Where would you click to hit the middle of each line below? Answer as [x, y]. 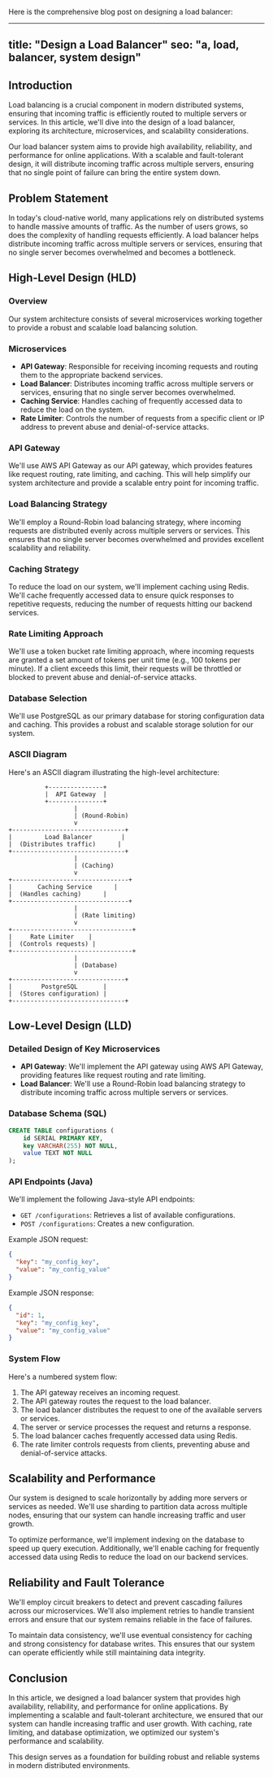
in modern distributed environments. [69, 1766]
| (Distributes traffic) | [65, 844]
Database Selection [48, 698]
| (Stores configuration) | [58, 994]
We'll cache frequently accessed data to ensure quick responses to [121, 595]
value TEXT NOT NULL [58, 1153]
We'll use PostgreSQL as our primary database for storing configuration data [136, 716]
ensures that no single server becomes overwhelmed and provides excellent [136, 539]
